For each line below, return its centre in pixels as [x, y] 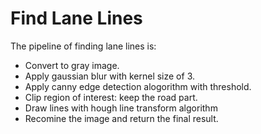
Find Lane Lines [76, 18]
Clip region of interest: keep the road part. [111, 97]
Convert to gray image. [72, 65]
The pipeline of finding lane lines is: [83, 46]
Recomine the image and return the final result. [121, 118]
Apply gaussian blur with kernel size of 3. [109, 76]
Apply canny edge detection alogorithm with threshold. [138, 86]
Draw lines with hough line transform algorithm [121, 108]
